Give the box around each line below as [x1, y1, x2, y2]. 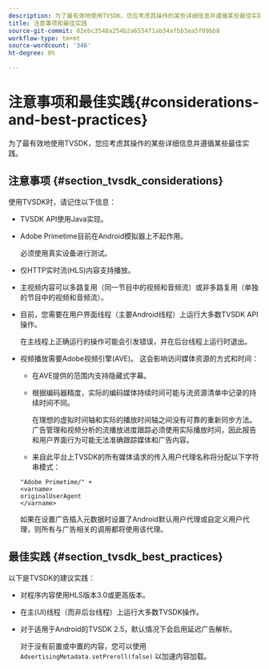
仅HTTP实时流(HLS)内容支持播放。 [19, 265, 135, 275]
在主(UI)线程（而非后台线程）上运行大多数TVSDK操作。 [19, 607, 204, 617]
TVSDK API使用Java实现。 [19, 214, 108, 223]
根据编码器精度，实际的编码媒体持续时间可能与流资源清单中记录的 [31, 387, 250, 398]
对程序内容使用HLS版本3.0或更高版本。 [19, 589, 150, 599]
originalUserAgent [19, 492, 82, 500]
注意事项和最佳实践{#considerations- [8, 93, 259, 112]
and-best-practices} [8, 111, 148, 129]
